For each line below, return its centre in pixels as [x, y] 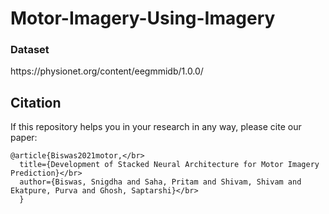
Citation [36, 102]
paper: [24, 138]
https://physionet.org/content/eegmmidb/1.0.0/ [107, 71]
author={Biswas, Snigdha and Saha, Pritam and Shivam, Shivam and [160, 182]
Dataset [30, 50]
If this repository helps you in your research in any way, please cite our [156, 127]
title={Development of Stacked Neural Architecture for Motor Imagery [169, 165]
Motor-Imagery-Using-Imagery [143, 18]
